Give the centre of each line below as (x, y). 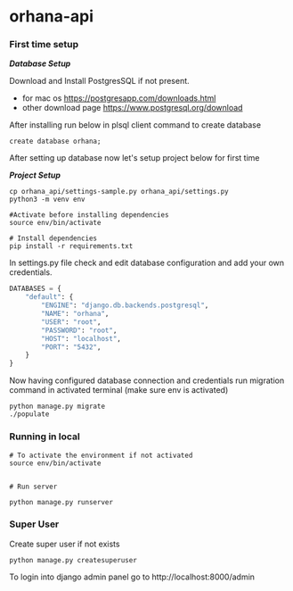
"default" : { (49, 297)
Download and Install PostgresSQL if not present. (99, 81)
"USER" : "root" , (71, 322)
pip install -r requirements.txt (71, 246)
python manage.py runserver (61, 502)
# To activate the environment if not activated (101, 455)
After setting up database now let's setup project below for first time (134, 158)
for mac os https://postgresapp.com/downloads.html (119, 98)
